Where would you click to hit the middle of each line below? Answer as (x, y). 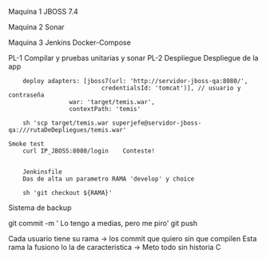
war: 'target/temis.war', (112, 102)
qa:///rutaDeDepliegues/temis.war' (67, 130)
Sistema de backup (40, 208)
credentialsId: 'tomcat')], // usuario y (171, 88)
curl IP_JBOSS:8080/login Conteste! (89, 151)
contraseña (26, 95)
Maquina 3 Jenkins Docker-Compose (70, 42)
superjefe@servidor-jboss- (157, 123)
